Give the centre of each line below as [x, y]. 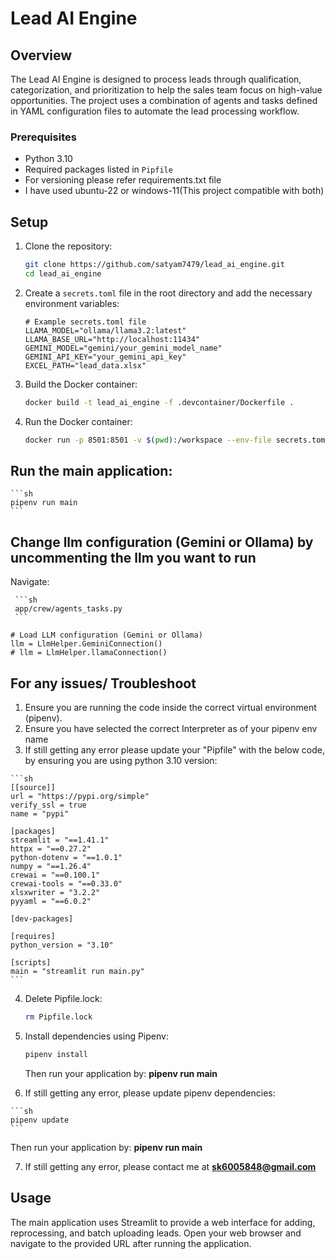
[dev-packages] [42, 919]
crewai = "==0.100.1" [55, 875]
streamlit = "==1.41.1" [60, 840]
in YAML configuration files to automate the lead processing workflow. [155, 111]
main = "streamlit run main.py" [77, 972]
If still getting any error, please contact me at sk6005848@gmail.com [170, 1166]
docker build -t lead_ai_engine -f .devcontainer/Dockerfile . [159, 402]
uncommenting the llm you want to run [133, 557]
